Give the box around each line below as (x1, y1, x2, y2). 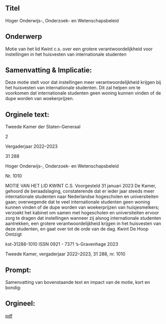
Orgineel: (5, 299, 35, 308)
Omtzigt (5, 231, 22, 238)
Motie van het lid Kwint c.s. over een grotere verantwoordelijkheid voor (5, 46, 153, 52)
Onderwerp (5, 33, 42, 41)
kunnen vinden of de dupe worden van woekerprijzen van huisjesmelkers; (5, 204, 159, 210)
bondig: (5, 284, 21, 291)
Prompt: (5, 266, 31, 274)
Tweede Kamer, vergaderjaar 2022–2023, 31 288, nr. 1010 (5, 251, 126, 257)
